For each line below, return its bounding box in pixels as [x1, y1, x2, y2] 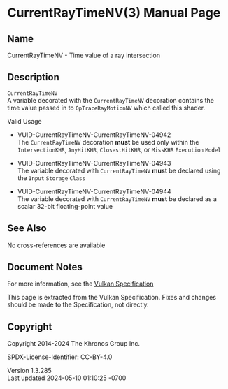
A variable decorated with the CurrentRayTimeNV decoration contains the [7, 96, 215, 104]
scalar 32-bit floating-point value [17, 202, 113, 210]
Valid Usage [7, 117, 42, 125]
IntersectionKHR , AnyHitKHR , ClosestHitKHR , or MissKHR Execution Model [17, 145, 222, 154]
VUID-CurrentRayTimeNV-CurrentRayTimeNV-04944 [17, 187, 171, 196]
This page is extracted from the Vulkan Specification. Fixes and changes [7, 293, 217, 302]
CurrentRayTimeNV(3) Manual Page [7, 5, 221, 21]
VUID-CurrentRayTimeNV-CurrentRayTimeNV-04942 [17, 131, 171, 139]
